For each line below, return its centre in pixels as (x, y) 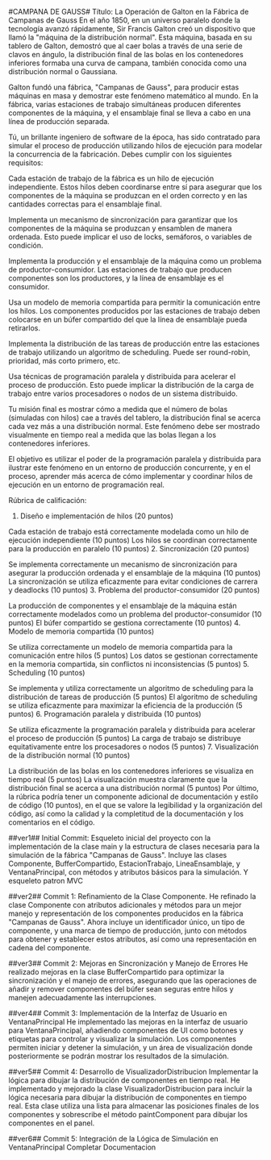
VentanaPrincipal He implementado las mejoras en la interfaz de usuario (128, 1022)
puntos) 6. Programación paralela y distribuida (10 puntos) (105, 714)
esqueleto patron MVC (46, 881)
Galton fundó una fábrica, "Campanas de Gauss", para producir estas (124, 87)
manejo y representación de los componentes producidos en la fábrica (126, 913)
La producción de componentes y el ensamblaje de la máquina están (123, 605)
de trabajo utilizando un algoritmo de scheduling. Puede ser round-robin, (129, 352)
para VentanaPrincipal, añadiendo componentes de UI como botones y (126, 1030)
